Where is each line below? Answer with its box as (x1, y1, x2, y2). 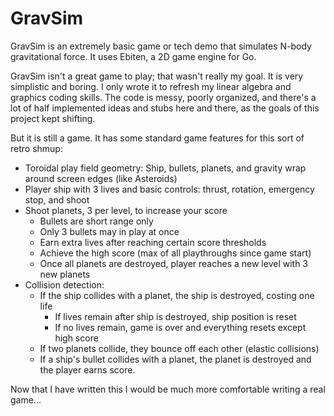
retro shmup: (10, 142, 63, 154)
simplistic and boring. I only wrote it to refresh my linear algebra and (10, 80, 292, 92)
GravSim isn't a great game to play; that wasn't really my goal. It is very (10, 70, 304, 82)
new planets (39, 268, 91, 280)
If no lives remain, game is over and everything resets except (54, 321, 307, 333)
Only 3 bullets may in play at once (39, 225, 180, 237)
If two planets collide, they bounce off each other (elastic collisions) (39, 342, 320, 354)
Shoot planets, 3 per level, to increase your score (24, 204, 228, 216)
